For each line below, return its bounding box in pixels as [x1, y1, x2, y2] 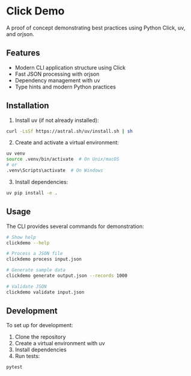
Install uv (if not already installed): [14, 116, 99, 124]
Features [6, 48, 40, 58]
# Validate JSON [6, 283, 47, 289]
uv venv [6, 150, 26, 157]
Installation [6, 100, 49, 111]
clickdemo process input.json [6, 256, 82, 262]
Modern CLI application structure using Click [14, 64, 126, 71]
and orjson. [6, 30, 35, 37]
